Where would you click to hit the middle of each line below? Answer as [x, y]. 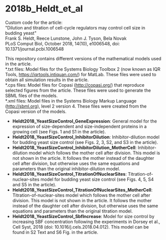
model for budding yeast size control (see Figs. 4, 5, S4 [97, 179]
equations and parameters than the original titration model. [73, 211]
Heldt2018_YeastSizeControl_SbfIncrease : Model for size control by [83, 216]
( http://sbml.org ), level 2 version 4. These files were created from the [76, 106]
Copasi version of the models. [36, 111]
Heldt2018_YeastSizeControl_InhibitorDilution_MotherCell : [74, 147]
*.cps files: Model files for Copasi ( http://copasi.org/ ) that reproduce [75, 85]
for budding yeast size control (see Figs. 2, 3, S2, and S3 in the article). [85, 142]
